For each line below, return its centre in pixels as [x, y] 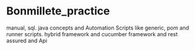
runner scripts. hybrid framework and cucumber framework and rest [92, 34]
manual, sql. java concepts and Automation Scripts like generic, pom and [98, 28]
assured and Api [27, 40]
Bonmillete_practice [58, 11]
